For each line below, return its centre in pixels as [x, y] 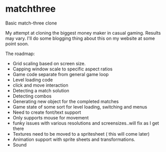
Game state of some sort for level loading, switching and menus [80, 107]
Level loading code [33, 80]
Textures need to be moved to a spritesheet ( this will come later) [81, 134]
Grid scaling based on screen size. [49, 63]
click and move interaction [40, 85]
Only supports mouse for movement [51, 117]
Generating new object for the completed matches [66, 101]
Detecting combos [32, 96]
